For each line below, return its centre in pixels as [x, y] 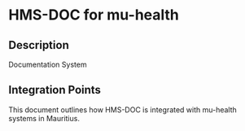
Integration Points [55, 90]
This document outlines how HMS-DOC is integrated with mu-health [123, 109]
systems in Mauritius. [44, 118]
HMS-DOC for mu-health [94, 15]
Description [39, 45]
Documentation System [48, 64]
